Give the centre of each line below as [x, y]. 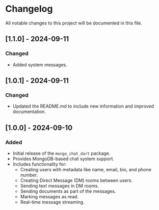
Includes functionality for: [39, 164]
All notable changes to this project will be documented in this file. [74, 23]
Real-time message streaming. [52, 202]
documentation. [29, 112]
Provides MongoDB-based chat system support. [63, 159]
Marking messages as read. [49, 196]
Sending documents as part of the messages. [68, 191]
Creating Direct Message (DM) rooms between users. [76, 180]
